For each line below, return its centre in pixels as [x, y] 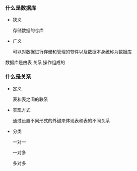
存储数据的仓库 [28, 31]
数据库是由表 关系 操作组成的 [35, 62]
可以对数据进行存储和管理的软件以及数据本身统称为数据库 [72, 52]
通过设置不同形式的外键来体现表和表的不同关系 [61, 120]
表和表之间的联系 [30, 99]
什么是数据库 [21, 8]
